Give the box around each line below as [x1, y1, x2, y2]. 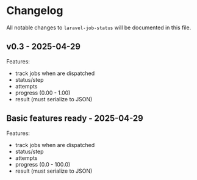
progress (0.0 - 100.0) [15, 160, 71, 168]
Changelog [6, 4, 63, 18]
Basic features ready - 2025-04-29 [6, 113, 143, 124]
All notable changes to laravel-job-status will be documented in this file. [6, 24, 192, 31]
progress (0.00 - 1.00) [15, 89, 71, 96]
